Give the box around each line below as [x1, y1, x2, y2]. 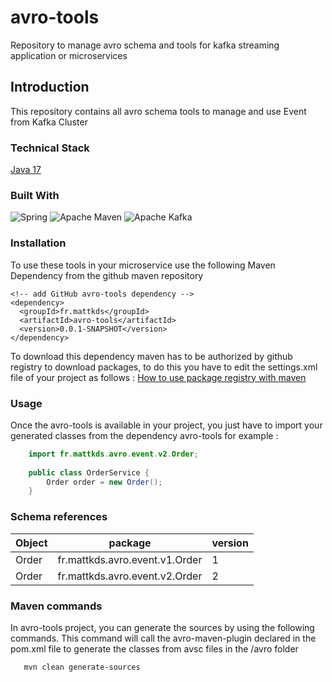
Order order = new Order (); [46, 477, 163, 487]
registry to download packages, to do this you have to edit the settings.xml [10, 361, 318, 373]
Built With [10, 188, 60, 202]
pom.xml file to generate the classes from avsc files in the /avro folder [10, 642, 299, 655]
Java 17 [10, 164, 42, 176]
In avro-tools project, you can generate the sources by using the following [10, 621, 315, 633]
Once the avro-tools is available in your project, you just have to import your [10, 419, 323, 431]
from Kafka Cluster [10, 116, 88, 128]
